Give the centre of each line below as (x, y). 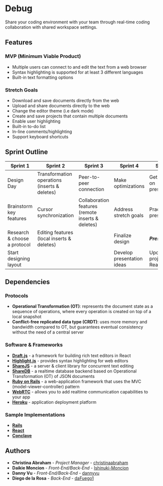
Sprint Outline (27, 152)
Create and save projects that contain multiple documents (70, 116)
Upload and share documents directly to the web (61, 106)
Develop (123, 252)
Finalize (123, 235)
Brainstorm (20, 206)
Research (18, 232)
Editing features (55, 232)
